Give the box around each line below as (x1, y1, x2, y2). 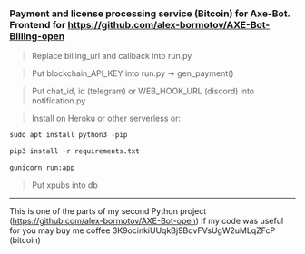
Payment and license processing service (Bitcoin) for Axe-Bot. (9, 7, 290, 20)
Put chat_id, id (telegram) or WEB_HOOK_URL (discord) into (31, 85, 255, 97)
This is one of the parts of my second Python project (9, 205, 207, 216)
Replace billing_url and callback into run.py (31, 51, 192, 62)
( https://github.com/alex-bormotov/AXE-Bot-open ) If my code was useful (9, 215, 284, 226)
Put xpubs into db (31, 180, 98, 190)
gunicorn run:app (9, 163, 75, 172)
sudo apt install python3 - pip (9, 131, 128, 140)
